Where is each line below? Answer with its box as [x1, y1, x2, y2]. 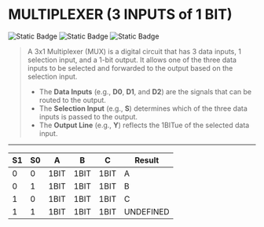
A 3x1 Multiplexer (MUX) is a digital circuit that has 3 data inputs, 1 [27, 46, 242, 56]
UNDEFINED [124, 206, 170, 217]
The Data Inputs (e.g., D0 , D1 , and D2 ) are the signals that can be [38, 86, 252, 96]
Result [134, 155, 159, 166]
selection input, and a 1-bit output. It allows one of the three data [27, 55, 237, 64]
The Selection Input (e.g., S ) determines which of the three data [38, 104, 247, 113]
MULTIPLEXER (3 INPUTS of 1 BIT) [8, 5, 233, 24]
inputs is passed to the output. [38, 112, 138, 121]
